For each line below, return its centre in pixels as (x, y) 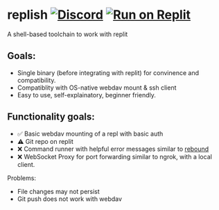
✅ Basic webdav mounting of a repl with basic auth (90, 134)
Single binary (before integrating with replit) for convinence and (108, 72)
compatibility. (36, 80)
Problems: (22, 178)
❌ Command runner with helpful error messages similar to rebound (113, 149)
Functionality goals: (51, 117)
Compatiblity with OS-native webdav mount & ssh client (97, 88)
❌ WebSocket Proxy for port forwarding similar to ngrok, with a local (115, 156)
